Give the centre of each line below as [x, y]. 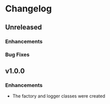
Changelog [28, 9]
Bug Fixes [17, 54]
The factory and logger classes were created [59, 96]
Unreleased [24, 27]
